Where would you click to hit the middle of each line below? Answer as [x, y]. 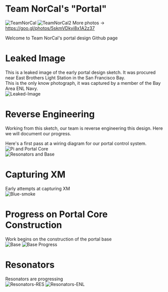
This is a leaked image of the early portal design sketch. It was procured [80, 72]
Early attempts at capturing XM [38, 188]
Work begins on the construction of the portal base [59, 239]
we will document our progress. [38, 133]
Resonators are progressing [34, 279]
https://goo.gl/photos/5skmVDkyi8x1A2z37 [50, 28]
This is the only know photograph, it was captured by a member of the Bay [83, 83]
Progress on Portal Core [56, 214]
